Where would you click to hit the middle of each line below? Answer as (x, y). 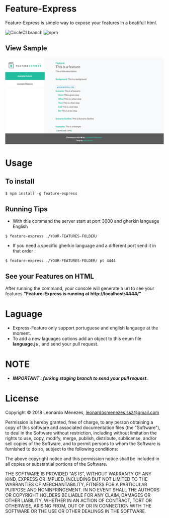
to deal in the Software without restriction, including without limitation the (81, 433)
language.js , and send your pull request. (55, 344)
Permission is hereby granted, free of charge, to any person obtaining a (79, 422)
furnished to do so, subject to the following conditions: (62, 449)
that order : (24, 251)
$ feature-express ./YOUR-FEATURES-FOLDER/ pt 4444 (60, 261)
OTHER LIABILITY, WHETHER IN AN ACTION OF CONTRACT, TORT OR (78, 500)
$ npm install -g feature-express (41, 194)
